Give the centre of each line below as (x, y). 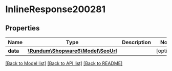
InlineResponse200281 (56, 9)
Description (136, 42)
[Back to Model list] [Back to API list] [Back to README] (64, 63)
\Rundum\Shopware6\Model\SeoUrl (72, 51)
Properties (23, 28)
